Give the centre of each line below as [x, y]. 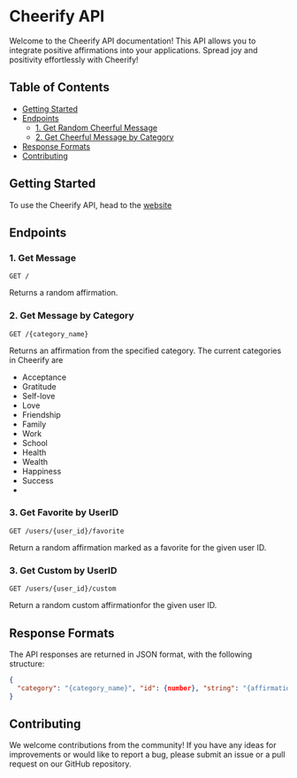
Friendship [42, 414]
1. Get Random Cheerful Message [96, 127]
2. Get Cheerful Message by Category [104, 137]
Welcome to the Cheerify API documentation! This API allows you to [133, 41]
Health [34, 452]
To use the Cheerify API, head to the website [91, 204]
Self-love [38, 396]
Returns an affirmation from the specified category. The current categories [145, 350]
